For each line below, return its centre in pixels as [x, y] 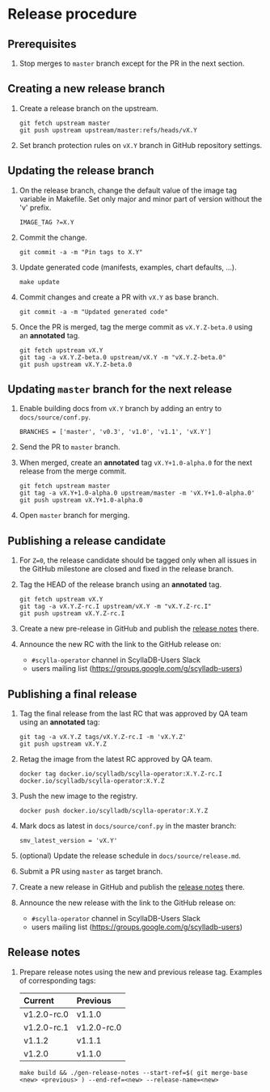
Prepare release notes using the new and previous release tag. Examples [141, 971]
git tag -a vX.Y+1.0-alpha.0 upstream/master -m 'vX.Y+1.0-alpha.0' [137, 493]
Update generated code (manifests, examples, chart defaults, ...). [128, 267]
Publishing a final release [72, 694]
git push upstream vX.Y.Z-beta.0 [76, 364]
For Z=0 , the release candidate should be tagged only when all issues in [138, 560]
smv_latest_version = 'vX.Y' [68, 841]
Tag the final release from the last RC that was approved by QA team [133, 714]
